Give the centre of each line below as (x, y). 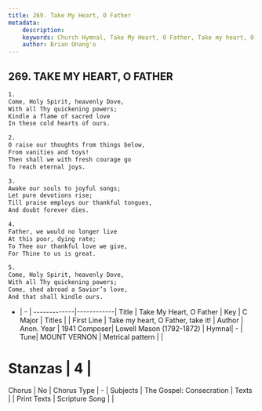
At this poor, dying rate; (52, 239)
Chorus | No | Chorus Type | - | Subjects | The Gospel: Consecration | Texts (130, 390)
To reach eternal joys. (47, 167)
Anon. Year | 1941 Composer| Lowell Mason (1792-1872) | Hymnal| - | (131, 328)
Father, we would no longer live (63, 231)
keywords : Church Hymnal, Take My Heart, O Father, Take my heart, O (138, 37)
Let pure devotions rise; (50, 196)
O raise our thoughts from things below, (77, 145)
